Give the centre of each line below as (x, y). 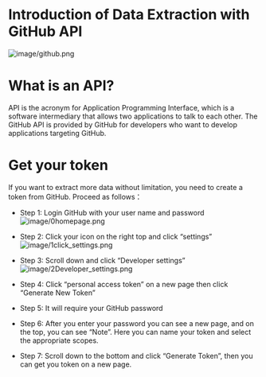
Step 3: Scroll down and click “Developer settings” (102, 260)
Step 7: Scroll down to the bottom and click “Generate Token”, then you (136, 356)
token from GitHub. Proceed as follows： (75, 196)
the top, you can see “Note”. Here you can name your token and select (135, 332)
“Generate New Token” (57, 293)
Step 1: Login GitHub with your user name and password (112, 212)
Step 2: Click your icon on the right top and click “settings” (116, 236)
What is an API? (61, 86)
